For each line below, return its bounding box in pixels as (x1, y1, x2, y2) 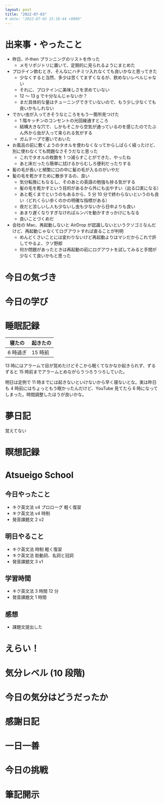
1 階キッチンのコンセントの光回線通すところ (19, 117, 109, 123)
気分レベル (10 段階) (5, 667, 86, 679)
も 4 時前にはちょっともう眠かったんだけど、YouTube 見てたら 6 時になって (5, 385, 158, 391)
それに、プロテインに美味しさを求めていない (19, 87, 110, 93)
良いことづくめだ (19, 216, 54, 222)
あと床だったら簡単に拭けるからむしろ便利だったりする (19, 161, 131, 167)
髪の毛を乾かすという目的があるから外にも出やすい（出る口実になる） (19, 185, 162, 191)
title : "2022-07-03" (5, 12, 47, 17)
